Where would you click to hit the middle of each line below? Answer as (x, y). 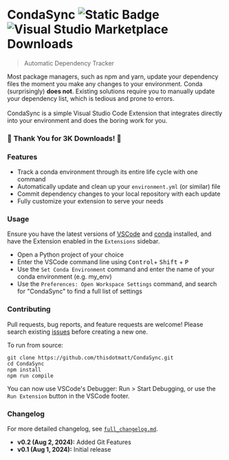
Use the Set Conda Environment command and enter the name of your (116, 270)
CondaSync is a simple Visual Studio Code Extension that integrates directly (115, 113)
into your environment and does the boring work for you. (87, 120)
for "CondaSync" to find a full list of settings (80, 291)
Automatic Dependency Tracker (69, 63)
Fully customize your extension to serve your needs (90, 201)
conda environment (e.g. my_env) (64, 277)
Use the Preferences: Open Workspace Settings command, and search (117, 284)
